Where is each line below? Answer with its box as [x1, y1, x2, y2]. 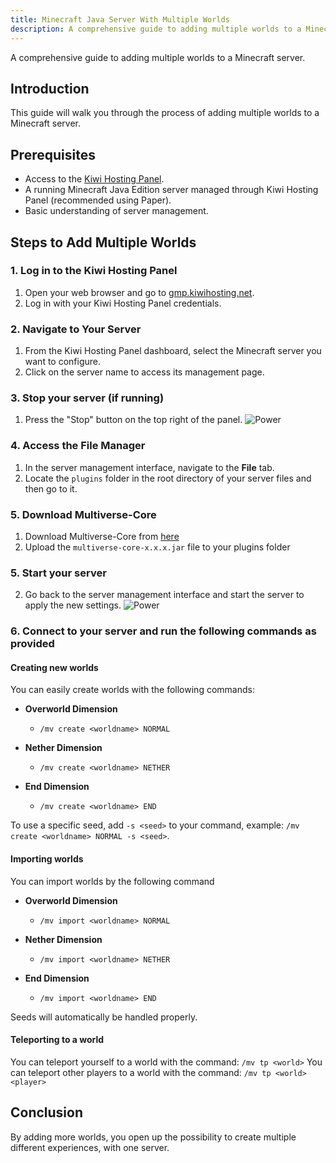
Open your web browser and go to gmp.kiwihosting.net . [24, 286, 255, 298]
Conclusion [10, 1104, 84, 1121]
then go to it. [24, 482, 78, 495]
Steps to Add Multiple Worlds [10, 234, 197, 251]
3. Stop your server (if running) [10, 391, 165, 405]
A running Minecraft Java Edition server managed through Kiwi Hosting [24, 184, 319, 196]
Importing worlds [10, 853, 84, 865]
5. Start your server [10, 566, 107, 580]
